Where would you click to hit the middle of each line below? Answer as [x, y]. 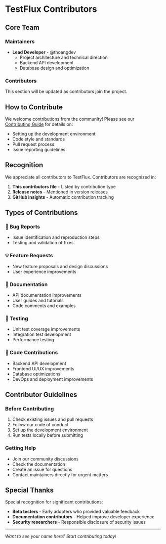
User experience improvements [44, 272]
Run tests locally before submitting [47, 435]
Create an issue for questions [42, 469]
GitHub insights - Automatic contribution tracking [63, 197]
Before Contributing [30, 408]
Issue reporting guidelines [39, 149]
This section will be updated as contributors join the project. [66, 91]
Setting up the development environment [54, 134]
